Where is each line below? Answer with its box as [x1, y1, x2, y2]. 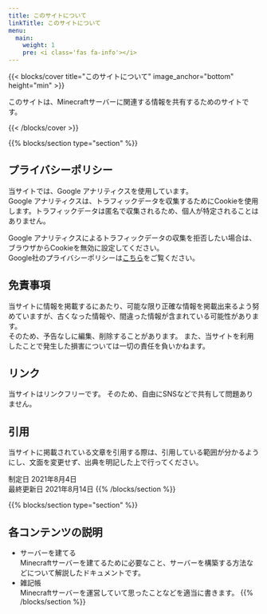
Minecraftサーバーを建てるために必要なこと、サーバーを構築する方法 [19, 558, 247, 568]
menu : [8, 26, 26, 34]
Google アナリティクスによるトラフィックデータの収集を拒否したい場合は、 [8, 233, 257, 242]
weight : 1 [22, 41, 56, 49]
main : [15, 33, 34, 42]
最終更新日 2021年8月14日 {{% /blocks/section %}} [8, 484, 176, 494]
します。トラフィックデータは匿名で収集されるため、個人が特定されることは [8, 206, 259, 215]
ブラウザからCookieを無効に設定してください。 [8, 242, 164, 252]
